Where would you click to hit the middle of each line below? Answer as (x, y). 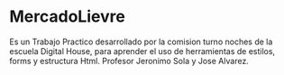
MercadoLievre (68, 17)
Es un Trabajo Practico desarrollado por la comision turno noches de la (141, 42)
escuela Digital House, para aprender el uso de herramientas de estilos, (142, 51)
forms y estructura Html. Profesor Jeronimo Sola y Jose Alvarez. (129, 61)
